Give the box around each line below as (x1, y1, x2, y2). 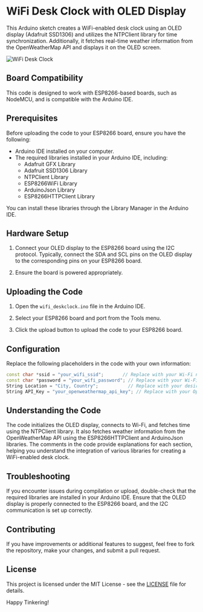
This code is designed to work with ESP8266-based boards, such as (6, 89, 177, 96)
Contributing (6, 524, 56, 534)
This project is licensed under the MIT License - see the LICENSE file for (6, 580, 186, 588)
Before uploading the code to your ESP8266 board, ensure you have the (6, 129, 186, 136)
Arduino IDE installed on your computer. (14, 147, 115, 155)
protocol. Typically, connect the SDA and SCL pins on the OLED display (14, 251, 192, 258)
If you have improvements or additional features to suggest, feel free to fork (6, 540, 195, 547)
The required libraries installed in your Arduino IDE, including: (14, 153, 168, 161)
